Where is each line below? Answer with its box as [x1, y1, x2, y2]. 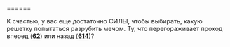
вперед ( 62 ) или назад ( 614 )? [6, 32, 95, 40]
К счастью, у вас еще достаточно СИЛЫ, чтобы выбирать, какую [6, 17, 203, 25]
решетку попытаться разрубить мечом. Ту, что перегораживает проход [6, 25, 223, 32]
